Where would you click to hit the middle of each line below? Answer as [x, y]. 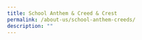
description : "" [30, 26]
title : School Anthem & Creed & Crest [62, 13]
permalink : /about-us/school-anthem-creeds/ [71, 20]
